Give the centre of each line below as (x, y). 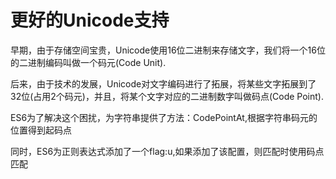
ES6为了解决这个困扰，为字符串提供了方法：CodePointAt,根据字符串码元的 (164, 117)
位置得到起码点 (41, 130)
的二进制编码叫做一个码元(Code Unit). (88, 62)
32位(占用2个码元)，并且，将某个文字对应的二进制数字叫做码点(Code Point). (167, 96)
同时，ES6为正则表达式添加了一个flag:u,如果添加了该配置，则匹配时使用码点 (167, 151)
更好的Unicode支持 (90, 20)
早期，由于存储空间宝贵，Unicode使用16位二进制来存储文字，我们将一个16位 (168, 50)
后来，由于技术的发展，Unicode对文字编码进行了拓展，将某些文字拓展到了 (163, 83)
